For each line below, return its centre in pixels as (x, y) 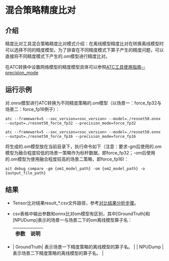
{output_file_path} (26, 173)
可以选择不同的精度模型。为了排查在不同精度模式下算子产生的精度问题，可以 (84, 50)
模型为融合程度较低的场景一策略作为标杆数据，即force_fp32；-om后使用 (80, 152)
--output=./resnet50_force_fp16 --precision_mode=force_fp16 (71, 136)
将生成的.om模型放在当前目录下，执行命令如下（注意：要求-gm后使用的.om (83, 146)
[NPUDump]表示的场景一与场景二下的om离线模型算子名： (72, 220)
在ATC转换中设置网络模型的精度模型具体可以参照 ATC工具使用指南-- (75, 67)
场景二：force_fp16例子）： (33, 109)
